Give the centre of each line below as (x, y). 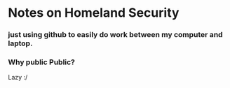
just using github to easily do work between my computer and (115, 35)
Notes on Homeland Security (94, 13)
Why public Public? (42, 62)
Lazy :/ (18, 78)
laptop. (20, 43)
